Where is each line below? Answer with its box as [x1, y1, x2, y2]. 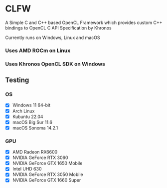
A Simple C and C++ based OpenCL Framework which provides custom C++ [5, 19, 163, 25]
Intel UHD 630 [12, 166, 42, 172]
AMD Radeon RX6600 [12, 149, 58, 155]
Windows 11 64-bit [12, 102, 51, 108]
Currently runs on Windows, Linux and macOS [5, 34, 100, 40]
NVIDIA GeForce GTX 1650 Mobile [12, 160, 83, 166]
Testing [5, 76, 29, 84]
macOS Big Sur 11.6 [12, 119, 52, 125]
